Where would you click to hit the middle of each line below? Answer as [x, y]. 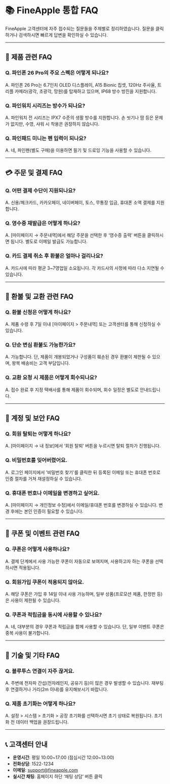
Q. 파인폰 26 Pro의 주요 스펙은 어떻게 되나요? [57, 73]
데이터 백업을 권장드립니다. [42, 722]
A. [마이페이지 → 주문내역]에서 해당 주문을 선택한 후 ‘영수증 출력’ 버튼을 [76, 235]
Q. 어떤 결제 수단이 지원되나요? [40, 191]
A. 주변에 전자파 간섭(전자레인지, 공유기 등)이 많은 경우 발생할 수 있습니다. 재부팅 [84, 683]
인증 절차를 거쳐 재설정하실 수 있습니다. [44, 478]
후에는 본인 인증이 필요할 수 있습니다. [47, 511]
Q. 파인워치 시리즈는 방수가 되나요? [45, 105]
